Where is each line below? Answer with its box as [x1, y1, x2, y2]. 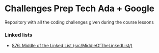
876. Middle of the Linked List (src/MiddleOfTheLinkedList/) [11, 43, 133, 49]
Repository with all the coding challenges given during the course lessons [4, 19, 154, 25]
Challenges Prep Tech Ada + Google [4, 3, 155, 14]
